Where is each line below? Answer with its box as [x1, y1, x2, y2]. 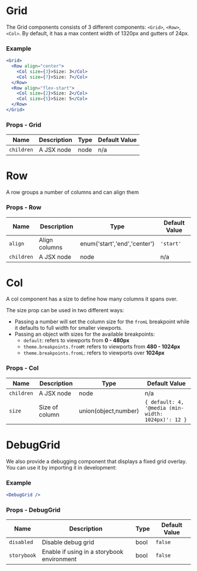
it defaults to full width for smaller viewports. [14, 325, 123, 332]
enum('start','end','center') [80, 239, 155, 248]
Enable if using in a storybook [42, 548, 124, 556]
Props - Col [6, 364, 39, 372]
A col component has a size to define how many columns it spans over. [6, 295, 178, 303]
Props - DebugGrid [6, 506, 60, 514]
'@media [144, 404, 166, 411]
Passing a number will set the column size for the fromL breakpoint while [14, 318, 190, 325]
